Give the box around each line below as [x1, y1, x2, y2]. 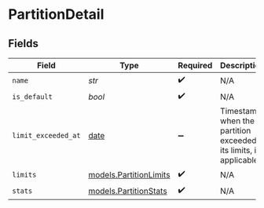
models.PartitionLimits [88, 169, 170, 180]
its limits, [219, 145, 253, 155]
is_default [12, 92, 53, 101]
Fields [8, 37, 39, 50]
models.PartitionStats [88, 185, 167, 196]
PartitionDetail [8, 5, 104, 24]
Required [178, 60, 213, 71]
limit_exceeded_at [12, 131, 81, 140]
